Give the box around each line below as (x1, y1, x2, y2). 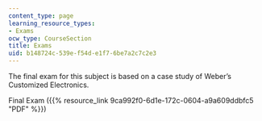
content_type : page (8, 11, 74, 20)
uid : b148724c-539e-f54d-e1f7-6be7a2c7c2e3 (8, 49, 157, 57)
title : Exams (8, 42, 52, 50)
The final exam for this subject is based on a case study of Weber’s (8, 72, 232, 81)
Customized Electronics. (8, 80, 89, 90)
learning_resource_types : (8, 19, 95, 27)
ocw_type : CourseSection (8, 34, 92, 43)
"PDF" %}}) (8, 104, 47, 114)
